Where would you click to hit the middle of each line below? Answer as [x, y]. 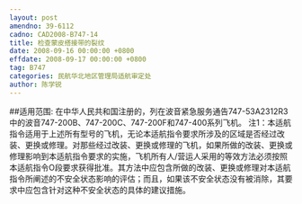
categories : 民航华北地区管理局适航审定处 [80, 76]
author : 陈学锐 [36, 84]
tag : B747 [28, 68]
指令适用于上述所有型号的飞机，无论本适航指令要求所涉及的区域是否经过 [143, 133]
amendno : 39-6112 [42, 26]
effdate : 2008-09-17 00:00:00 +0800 [78, 59]
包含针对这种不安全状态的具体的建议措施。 [111, 190]
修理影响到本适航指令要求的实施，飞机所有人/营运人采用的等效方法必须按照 [149, 156]
